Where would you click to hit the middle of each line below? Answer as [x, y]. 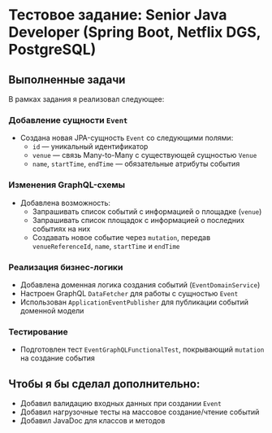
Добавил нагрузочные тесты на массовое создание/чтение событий [140, 412]
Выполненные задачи [67, 79]
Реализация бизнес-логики [66, 267]
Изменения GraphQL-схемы [67, 185]
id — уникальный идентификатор [90, 147]
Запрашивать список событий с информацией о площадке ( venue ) [147, 211]
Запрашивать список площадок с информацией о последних [138, 220]
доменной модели [52, 310]
